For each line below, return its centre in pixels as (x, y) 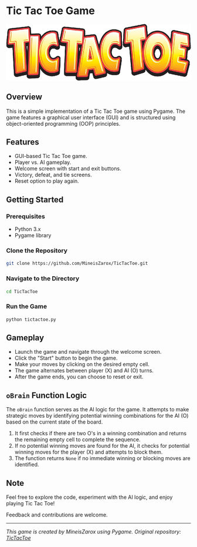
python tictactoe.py (31, 319)
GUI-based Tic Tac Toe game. (51, 156)
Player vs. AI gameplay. (43, 162)
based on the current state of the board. (55, 422)
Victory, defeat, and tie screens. (53, 175)
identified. (27, 465)
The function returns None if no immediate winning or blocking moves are (102, 458)
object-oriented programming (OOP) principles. (63, 123)
